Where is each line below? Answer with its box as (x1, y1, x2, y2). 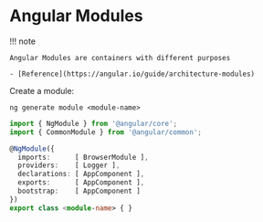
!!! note (9, 36, 37, 47)
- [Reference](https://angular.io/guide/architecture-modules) (9, 69, 256, 79)
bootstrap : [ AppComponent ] (17, 186, 142, 196)
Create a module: (9, 85, 75, 96)
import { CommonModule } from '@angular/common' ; (9, 127, 203, 137)
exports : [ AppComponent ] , (17, 178, 145, 187)
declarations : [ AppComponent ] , (17, 170, 145, 179)
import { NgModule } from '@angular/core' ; (9, 119, 178, 128)
